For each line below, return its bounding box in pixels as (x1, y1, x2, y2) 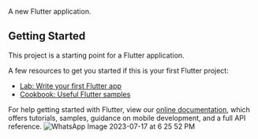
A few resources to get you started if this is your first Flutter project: (8, 66, 229, 75)
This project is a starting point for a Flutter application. (8, 51, 185, 60)
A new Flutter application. (8, 7, 92, 16)
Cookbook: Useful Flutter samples (19, 89, 131, 99)
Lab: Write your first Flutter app (19, 81, 122, 90)
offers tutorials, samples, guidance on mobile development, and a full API (8, 113, 246, 122)
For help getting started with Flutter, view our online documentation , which (8, 104, 251, 114)
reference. (8, 122, 42, 131)
